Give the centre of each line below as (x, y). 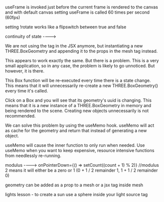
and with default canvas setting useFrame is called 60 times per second (77, 12)
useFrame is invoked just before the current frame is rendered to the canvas (82, 7)
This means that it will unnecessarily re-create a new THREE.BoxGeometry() (82, 86)
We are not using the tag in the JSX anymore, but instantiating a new (74, 46)
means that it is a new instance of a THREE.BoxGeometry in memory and (78, 105)
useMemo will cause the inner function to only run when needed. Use (75, 145)
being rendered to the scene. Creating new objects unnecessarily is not (77, 111)
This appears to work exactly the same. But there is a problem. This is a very (82, 60)
